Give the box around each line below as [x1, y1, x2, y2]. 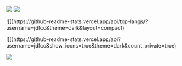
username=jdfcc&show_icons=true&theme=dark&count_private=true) [6, 42, 177, 49]
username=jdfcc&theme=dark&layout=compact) [6, 24, 124, 31]
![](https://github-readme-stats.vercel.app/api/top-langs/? [6, 18, 148, 25]
